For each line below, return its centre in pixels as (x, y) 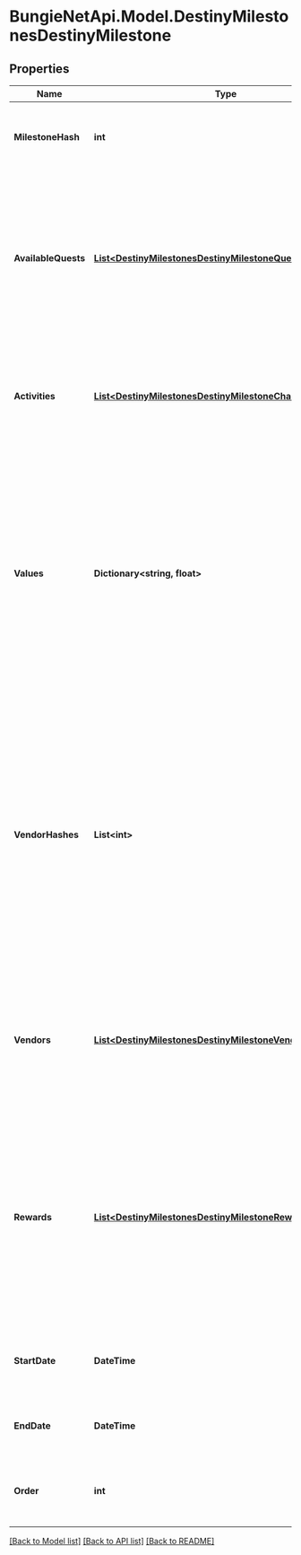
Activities (34, 396)
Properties (39, 69)
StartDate (35, 1361)
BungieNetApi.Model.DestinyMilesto (149, 17)
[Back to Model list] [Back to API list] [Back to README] (112, 1541)
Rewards (33, 1217)
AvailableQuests (50, 258)
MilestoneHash (47, 137)
